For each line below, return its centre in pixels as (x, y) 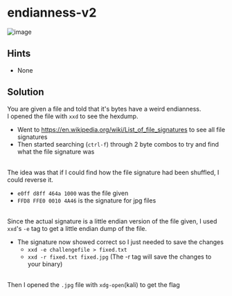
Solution (26, 92)
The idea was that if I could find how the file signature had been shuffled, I (113, 172)
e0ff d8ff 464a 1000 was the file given (73, 193)
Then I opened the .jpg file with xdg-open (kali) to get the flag (93, 284)
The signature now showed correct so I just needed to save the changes (120, 242)
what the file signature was (56, 151)
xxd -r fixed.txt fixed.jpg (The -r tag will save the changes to (119, 257)
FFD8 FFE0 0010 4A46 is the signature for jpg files (87, 200)
